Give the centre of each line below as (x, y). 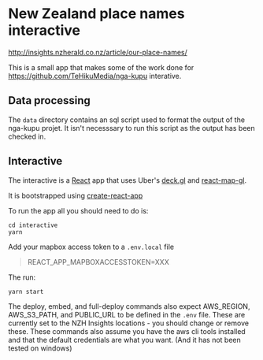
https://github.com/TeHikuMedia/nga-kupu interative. (95, 76)
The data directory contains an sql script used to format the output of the (127, 120)
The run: (22, 277)
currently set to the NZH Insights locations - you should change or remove (129, 323)
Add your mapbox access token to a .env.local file (91, 247)
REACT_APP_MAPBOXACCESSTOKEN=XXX (98, 262)
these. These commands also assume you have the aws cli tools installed (127, 331)
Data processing (49, 100)
